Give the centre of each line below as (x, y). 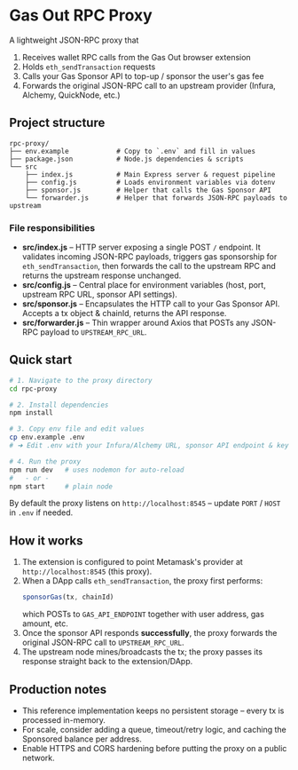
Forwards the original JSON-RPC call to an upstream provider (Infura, (149, 85)
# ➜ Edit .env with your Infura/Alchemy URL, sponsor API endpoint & (141, 446)
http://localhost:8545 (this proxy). (87, 572)
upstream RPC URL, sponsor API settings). (99, 295)
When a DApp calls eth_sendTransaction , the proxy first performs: (142, 581)
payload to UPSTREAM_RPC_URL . (93, 332)
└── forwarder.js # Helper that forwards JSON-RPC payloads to (157, 198)
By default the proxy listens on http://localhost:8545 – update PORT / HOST (145, 504)
